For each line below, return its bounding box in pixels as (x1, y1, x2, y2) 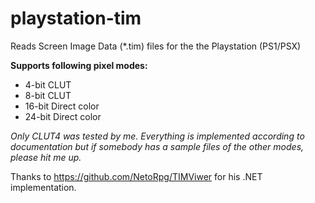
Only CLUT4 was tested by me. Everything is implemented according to (10, 130, 305, 142)
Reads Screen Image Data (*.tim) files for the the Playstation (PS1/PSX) (10, 40, 302, 52)
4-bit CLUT (24, 78, 72, 91)
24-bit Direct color (24, 110, 102, 122)
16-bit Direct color (24, 100, 100, 112)
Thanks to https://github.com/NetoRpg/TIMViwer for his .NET (10, 170, 263, 182)
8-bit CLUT (24, 89, 72, 101)
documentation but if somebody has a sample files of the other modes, (10, 140, 305, 152)
